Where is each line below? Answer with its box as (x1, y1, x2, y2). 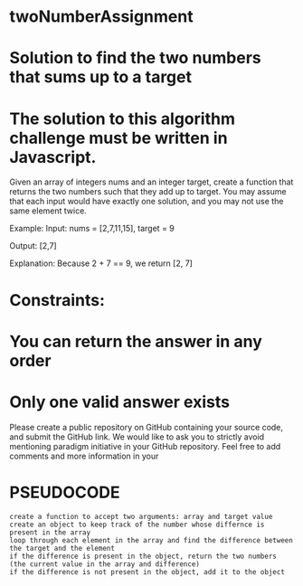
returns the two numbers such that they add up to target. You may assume (9, 186, 287, 197)
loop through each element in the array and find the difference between (9, 535, 294, 544)
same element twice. (9, 205, 88, 216)
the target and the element (9, 543, 116, 553)
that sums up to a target (9, 67, 193, 88)
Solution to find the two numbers (9, 48, 261, 69)
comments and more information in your (9, 450, 159, 461)
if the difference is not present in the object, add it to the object (9, 567, 285, 576)
